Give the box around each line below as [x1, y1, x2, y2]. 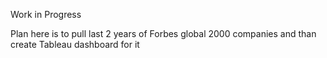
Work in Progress [10, 9, 82, 20]
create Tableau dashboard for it [10, 39, 140, 50]
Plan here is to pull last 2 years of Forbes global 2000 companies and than [10, 28, 317, 39]
